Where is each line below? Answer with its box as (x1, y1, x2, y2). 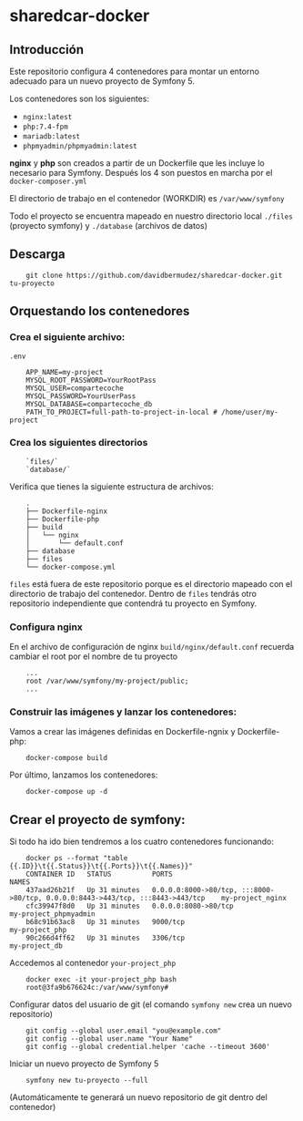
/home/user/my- (221, 407, 279, 417)
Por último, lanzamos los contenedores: (9, 769, 158, 780)
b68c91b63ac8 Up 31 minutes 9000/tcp (25, 918, 185, 927)
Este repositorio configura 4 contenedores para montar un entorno (9, 66, 259, 77)
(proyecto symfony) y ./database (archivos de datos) (9, 221, 207, 231)
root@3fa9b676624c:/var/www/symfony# (25, 983, 169, 992)
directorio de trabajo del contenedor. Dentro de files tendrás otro (9, 588, 258, 599)
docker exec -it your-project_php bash (25, 975, 177, 984)
